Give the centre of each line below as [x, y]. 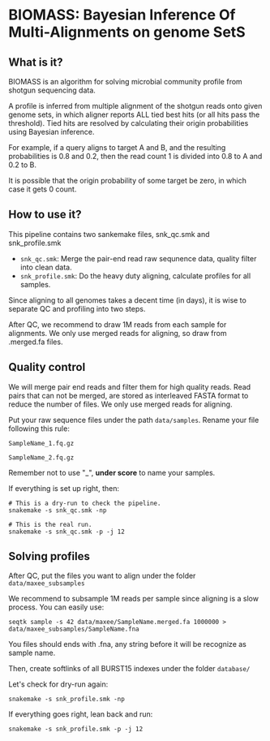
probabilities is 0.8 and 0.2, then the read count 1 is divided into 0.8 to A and [135, 156]
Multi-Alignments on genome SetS [127, 32]
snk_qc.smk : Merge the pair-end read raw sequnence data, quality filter [138, 258]
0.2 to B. [22, 165]
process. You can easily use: [56, 607]
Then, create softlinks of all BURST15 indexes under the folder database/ [129, 669]
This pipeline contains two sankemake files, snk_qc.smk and [109, 234]
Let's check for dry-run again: [58, 684]
